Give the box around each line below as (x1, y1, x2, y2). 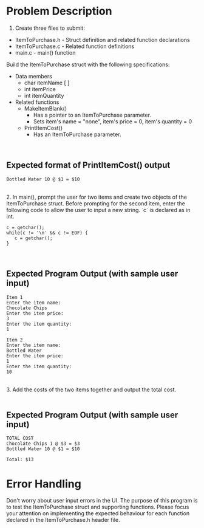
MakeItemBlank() (24, 105, 67, 112)
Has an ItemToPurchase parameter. (33, 131, 121, 138)
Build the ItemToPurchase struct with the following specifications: (6, 61, 170, 68)
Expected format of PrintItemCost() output (6, 160, 171, 171)
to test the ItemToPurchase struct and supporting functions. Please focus (6, 503, 189, 511)
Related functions (15, 98, 59, 106)
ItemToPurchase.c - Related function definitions (15, 43, 135, 50)
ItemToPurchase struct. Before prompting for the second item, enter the (6, 199, 185, 207)
